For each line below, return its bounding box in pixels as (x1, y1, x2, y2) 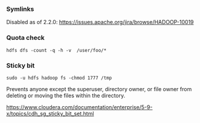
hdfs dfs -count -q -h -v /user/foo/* (6, 47, 107, 53)
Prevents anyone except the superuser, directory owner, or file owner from (6, 85, 192, 92)
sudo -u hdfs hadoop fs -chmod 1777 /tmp (6, 75, 112, 81)
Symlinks (6, 5, 34, 13)
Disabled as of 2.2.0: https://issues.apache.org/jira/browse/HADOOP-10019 (6, 19, 195, 26)
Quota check (6, 34, 45, 42)
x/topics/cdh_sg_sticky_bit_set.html (6, 110, 94, 117)
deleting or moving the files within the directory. (6, 92, 126, 99)
